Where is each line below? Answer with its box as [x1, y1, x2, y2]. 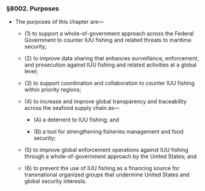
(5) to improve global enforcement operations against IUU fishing [24, 146, 188, 154]
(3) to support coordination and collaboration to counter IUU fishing [24, 79, 195, 87]
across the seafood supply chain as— [24, 104, 120, 112]
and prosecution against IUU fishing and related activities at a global [24, 61, 197, 68]
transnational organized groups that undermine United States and [24, 171, 190, 178]
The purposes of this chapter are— [15, 18, 104, 26]
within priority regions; [24, 86, 81, 93]
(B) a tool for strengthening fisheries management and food [33, 128, 184, 135]
